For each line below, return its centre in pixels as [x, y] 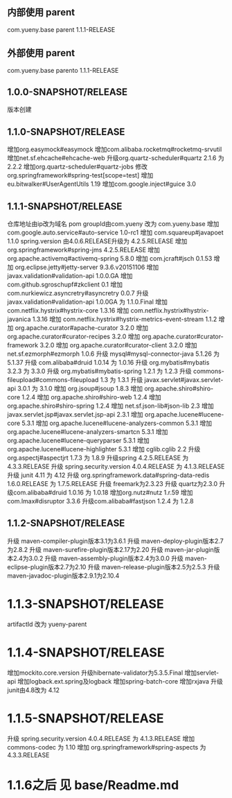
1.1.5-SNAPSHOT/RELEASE [86, 718]
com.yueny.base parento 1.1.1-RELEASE [63, 70]
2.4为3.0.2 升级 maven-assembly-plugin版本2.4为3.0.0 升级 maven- [110, 558]
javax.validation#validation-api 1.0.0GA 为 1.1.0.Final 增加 [88, 302]
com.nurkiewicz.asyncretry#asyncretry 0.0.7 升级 [78, 293]
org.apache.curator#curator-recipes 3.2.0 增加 [74, 337]
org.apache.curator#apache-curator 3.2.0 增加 [82, 328]
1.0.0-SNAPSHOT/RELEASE [68, 92]
